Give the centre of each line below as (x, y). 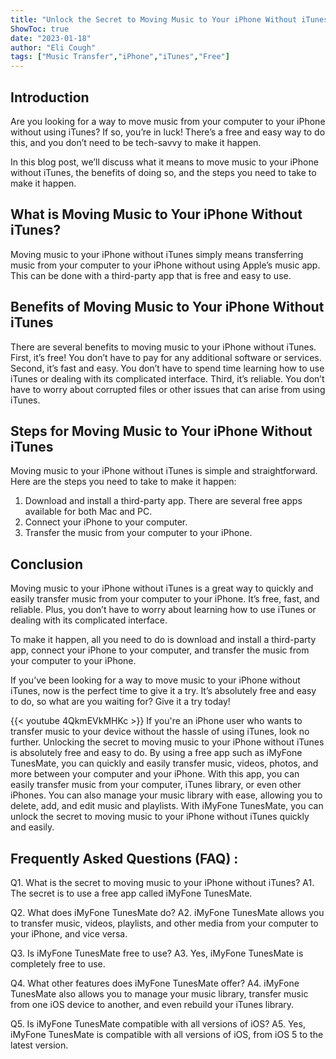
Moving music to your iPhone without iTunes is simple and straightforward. (164, 471)
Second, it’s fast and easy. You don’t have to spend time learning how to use (167, 368)
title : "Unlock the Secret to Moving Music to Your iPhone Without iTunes (169, 19)
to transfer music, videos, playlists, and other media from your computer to (164, 923)
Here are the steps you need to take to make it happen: (123, 482)
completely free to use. (58, 964)
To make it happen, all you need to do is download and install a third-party (163, 640)
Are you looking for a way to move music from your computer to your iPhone (168, 121)
